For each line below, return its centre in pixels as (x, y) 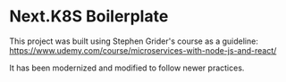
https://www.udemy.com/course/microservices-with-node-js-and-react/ (143, 50)
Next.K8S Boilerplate (89, 16)
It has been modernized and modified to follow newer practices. (127, 68)
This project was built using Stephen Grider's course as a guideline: (134, 41)
